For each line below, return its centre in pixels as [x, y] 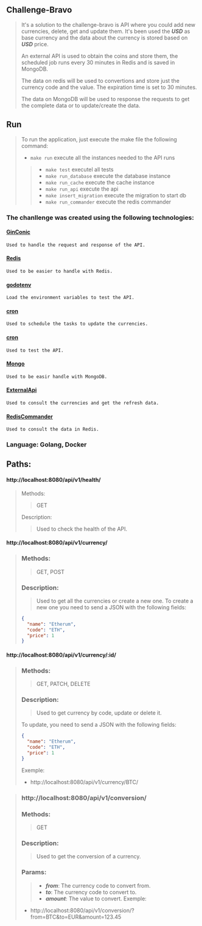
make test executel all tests [79, 169]
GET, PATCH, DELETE [63, 684]
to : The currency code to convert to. [91, 892]
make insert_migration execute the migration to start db [116, 195]
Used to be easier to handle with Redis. [60, 271]
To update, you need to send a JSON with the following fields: [99, 725]
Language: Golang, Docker [47, 445]
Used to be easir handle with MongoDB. [57, 376]
